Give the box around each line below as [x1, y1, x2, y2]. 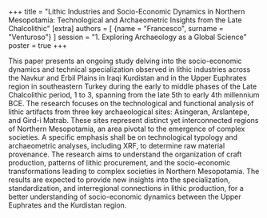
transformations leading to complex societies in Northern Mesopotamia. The [8, 167, 260, 176]
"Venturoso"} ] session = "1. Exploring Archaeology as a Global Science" [8, 32, 247, 42]
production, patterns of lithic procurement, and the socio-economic [8, 158, 230, 167]
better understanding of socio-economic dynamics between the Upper [8, 192, 241, 201]
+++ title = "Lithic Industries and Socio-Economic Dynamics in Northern [8, 7, 245, 16]
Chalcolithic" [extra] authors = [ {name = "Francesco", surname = [8, 24, 224, 33]
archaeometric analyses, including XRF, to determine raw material [8, 141, 225, 150]
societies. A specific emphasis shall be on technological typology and [8, 133, 238, 142]
